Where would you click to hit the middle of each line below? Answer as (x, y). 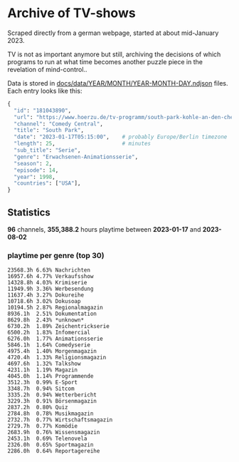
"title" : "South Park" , (49, 130)
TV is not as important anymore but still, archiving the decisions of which (114, 54)
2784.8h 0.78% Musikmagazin (51, 414)
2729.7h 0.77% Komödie (43, 426)
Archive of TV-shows (72, 13)
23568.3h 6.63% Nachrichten (49, 270)
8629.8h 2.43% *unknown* (46, 320)
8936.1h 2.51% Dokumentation (52, 314)
